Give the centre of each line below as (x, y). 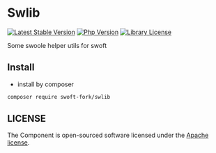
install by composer (46, 84)
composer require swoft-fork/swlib (59, 97)
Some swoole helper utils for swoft (57, 45)
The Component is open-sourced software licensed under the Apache (108, 135)
